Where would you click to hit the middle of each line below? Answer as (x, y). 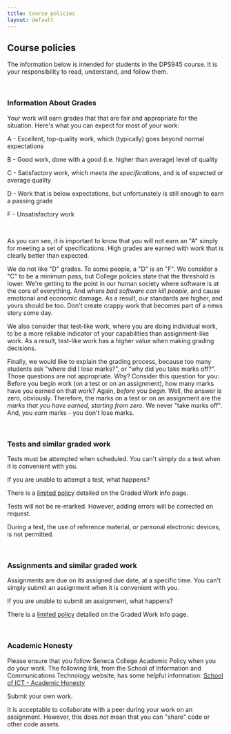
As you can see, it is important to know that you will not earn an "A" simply (113, 241)
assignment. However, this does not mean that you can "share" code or (109, 717)
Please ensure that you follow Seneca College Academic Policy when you (111, 661)
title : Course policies (41, 13)
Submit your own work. (40, 696)
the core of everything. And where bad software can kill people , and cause (114, 291)
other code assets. (34, 724)
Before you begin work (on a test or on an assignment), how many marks (111, 383)
